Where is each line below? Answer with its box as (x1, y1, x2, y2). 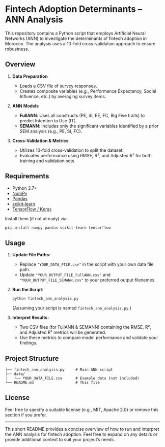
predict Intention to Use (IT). (19, 117, 77, 124)
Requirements (5, 172, 49, 180)
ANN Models (12, 103, 39, 109)
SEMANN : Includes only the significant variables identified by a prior (19, 123, 159, 129)
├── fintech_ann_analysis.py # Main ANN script (5, 367, 113, 372)
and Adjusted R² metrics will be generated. (19, 329, 107, 336)
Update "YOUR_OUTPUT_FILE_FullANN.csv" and (19, 272, 110, 278)
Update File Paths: (12, 252, 51, 258)
